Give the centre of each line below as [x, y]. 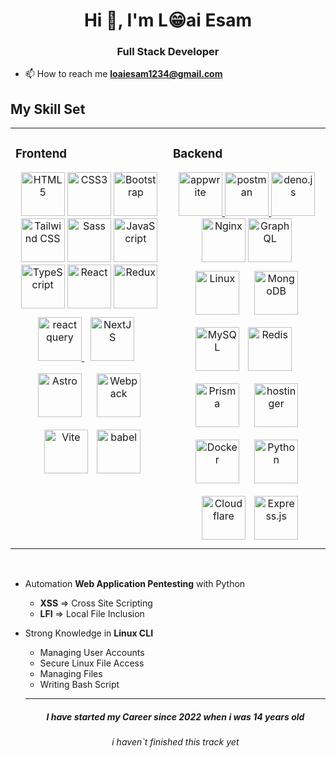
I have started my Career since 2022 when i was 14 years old [175, 716]
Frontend [41, 153]
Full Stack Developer [168, 52]
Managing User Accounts [92, 653]
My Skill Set [48, 109]
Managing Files [71, 674]
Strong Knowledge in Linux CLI [89, 633]
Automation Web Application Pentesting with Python [135, 584]
